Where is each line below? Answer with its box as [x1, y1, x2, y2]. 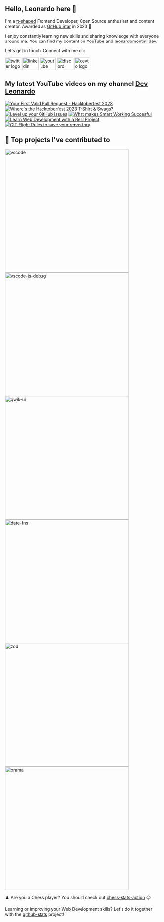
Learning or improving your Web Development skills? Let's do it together [5, 906, 153, 912]
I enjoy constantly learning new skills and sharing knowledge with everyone [5, 33, 159, 39]
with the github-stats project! [5, 911, 64, 917]
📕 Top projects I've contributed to [5, 136, 110, 144]
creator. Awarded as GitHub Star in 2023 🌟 [5, 23, 92, 29]
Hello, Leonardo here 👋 [5, 5, 77, 13]
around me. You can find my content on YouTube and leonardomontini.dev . [5, 38, 158, 44]
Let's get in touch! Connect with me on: [5, 47, 85, 53]
